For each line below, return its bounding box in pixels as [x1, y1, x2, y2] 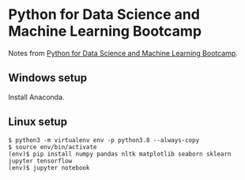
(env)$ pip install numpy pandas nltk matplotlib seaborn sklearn [8, 150, 232, 158]
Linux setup [8, 115, 68, 129]
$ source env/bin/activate [8, 143, 97, 151]
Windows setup [8, 71, 88, 84]
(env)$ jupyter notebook [8, 163, 90, 171]
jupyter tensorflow [8, 156, 73, 165]
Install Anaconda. [8, 92, 65, 102]
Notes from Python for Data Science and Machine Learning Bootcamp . [8, 48, 239, 58]
